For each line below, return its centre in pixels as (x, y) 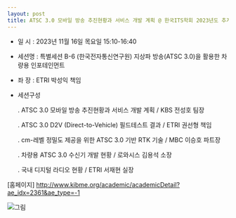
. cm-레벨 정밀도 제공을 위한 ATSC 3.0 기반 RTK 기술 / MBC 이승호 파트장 (119, 140)
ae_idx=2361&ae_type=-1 (44, 192)
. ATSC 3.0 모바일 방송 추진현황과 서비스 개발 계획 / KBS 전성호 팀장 (111, 110)
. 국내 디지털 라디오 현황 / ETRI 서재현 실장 (76, 169)
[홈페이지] (21, 184)
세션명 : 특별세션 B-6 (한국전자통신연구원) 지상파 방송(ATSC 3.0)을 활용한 (118, 56)
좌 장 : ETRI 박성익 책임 (49, 80)
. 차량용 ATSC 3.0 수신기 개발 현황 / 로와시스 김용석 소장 (94, 155)
